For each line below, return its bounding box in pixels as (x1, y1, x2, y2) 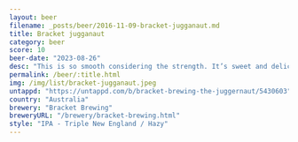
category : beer (9, 37, 66, 47)
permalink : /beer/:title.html (9, 71, 122, 79)
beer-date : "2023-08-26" (9, 54, 101, 63)
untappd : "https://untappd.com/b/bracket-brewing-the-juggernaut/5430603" (9, 86, 292, 95)
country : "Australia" (9, 94, 90, 104)
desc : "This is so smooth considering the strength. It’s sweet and (9, 63, 268, 71)
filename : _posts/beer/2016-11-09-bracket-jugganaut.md (9, 21, 220, 30)
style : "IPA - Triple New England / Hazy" (9, 120, 169, 129)
